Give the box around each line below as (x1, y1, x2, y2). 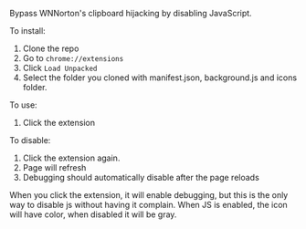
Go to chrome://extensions (22, 53, 124, 63)
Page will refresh (22, 162, 87, 172)
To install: (9, 26, 46, 36)
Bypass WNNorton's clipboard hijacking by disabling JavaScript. (9, 8, 253, 18)
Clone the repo (22, 43, 79, 54)
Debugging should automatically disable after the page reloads (22, 172, 260, 182)
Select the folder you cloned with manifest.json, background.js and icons (22, 72, 298, 83)
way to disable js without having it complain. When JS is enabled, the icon (9, 200, 288, 210)
